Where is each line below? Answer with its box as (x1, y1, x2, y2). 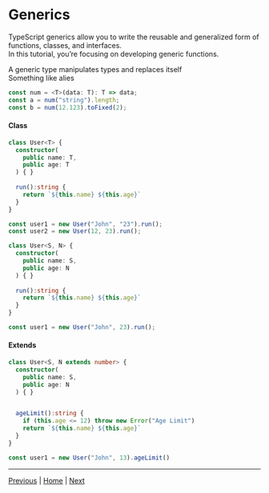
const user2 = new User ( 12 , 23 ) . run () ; (8, 227, 142, 235)
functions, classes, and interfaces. (8, 40, 122, 50)
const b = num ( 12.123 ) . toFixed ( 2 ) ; (8, 103, 127, 111)
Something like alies (8, 73, 74, 82)
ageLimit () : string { (15, 410, 84, 418)
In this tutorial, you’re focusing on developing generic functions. (8, 49, 219, 58)
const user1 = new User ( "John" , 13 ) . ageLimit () (8, 454, 171, 462)
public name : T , (22, 154, 78, 162)
